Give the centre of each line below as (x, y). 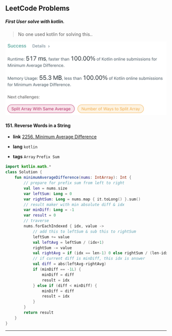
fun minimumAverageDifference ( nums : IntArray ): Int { (73, 178)
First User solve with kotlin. (35, 21)
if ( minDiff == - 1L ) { (57, 269)
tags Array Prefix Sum (36, 157)
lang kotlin (25, 147)
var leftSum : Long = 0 (48, 194)
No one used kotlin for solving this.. (55, 34)
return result (39, 313)
